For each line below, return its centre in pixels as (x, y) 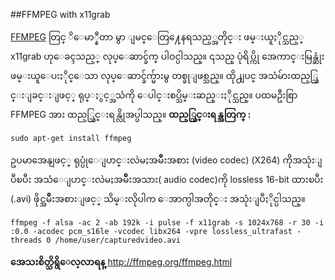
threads (26, 240)
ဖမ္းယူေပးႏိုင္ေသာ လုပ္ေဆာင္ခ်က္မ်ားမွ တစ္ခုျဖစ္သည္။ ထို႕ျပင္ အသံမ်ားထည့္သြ (164, 75)
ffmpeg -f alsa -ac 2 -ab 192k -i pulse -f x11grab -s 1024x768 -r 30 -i (167, 223)
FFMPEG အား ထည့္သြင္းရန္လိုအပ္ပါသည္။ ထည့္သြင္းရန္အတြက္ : (131, 114)
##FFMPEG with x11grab (60, 14)
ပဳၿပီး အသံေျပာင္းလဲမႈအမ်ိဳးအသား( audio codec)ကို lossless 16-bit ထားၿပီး (167, 179)
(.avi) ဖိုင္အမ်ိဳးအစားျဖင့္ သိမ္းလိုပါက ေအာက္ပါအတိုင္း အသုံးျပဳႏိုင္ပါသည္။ (158, 198)
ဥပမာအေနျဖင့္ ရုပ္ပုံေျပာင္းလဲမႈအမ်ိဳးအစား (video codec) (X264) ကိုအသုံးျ (166, 160)
